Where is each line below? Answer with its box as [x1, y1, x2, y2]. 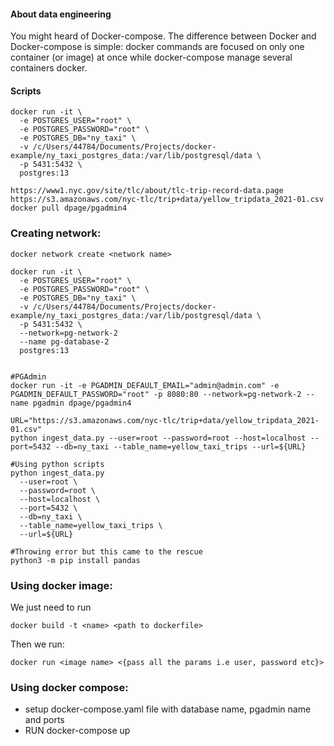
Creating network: [10, 226, 102, 240]
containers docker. [10, 62, 88, 74]
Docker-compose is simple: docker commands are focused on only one [10, 41, 305, 53]
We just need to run [10, 601, 92, 613]
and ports [24, 714, 65, 726]
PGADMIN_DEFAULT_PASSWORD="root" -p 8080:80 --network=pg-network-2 [10, 389, 302, 399]
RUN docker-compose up [24, 725, 131, 737]
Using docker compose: [10, 680, 129, 694]
